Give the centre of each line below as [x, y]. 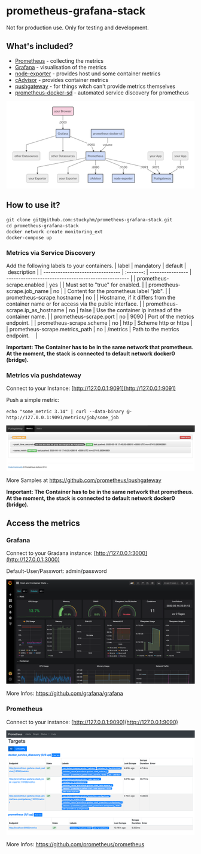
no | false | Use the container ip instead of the [125, 310]
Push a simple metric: [33, 400]
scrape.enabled [25, 285]
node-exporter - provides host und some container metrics [88, 74]
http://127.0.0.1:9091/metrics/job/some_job [63, 418]
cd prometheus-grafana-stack [42, 225]
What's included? [40, 46]
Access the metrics [43, 523]
